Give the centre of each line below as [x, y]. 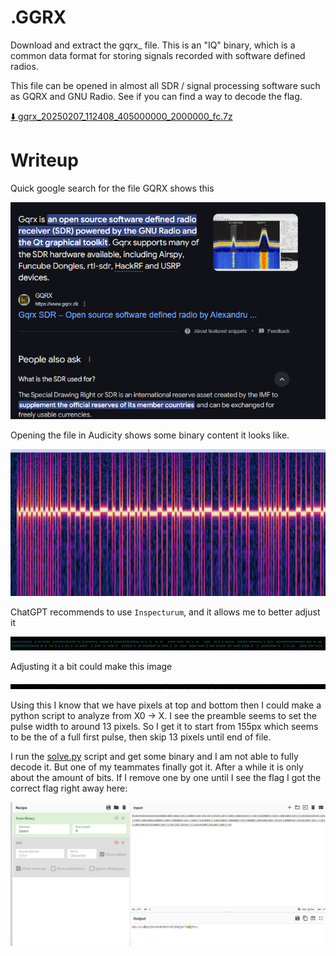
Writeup [44, 160]
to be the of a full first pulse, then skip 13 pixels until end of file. [141, 737]
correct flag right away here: [69, 788]
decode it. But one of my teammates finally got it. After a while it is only [157, 767]
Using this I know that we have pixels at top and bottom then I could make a [166, 705]
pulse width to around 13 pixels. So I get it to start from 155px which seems [164, 726]
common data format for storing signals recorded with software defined [158, 55]
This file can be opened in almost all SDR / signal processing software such [165, 85]
